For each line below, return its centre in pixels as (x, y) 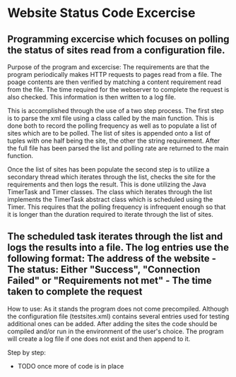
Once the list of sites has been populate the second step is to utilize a (108, 169)
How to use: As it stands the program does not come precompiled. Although (118, 309)
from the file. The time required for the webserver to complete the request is (118, 89)
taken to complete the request (75, 292)
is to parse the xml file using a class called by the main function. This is (111, 118)
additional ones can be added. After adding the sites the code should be (112, 323)
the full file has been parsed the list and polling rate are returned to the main (118, 148)
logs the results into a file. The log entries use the (118, 247)
